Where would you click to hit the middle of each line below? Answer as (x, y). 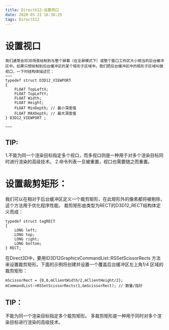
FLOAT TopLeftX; (32, 89)
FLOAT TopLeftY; (32, 94)
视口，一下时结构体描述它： (30, 72)
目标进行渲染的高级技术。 (36, 322)
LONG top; (25, 235)
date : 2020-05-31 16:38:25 (34, 15)
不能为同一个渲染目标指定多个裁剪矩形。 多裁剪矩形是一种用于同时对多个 (81, 316)
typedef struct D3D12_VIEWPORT (38, 81)
